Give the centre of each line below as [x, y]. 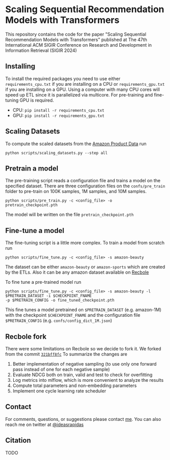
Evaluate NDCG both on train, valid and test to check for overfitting [82, 375]
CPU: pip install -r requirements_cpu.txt [58, 110]
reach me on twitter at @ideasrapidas [44, 424]
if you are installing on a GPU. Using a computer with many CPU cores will [82, 89]
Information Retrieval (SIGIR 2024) [41, 50]
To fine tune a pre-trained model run [43, 282]
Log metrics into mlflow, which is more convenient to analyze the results [88, 380]
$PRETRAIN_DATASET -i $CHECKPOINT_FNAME [49, 296]
